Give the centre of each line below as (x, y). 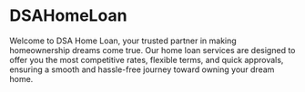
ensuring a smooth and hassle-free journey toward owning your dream (142, 69)
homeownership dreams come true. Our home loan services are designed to (152, 50)
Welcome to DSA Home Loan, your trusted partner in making (123, 41)
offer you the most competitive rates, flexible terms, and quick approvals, (147, 60)
